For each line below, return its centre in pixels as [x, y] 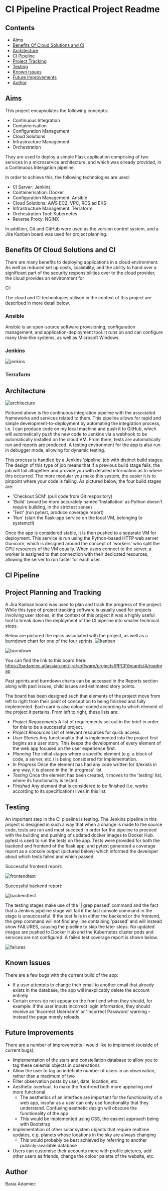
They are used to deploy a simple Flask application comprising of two [77, 156]
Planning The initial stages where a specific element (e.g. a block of [82, 754]
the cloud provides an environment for [45, 278]
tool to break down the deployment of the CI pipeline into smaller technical [82, 621]
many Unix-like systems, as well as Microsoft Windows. [62, 337]
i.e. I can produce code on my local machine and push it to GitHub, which [81, 429]
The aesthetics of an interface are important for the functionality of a [91, 1097]
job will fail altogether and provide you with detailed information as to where [83, 470]
